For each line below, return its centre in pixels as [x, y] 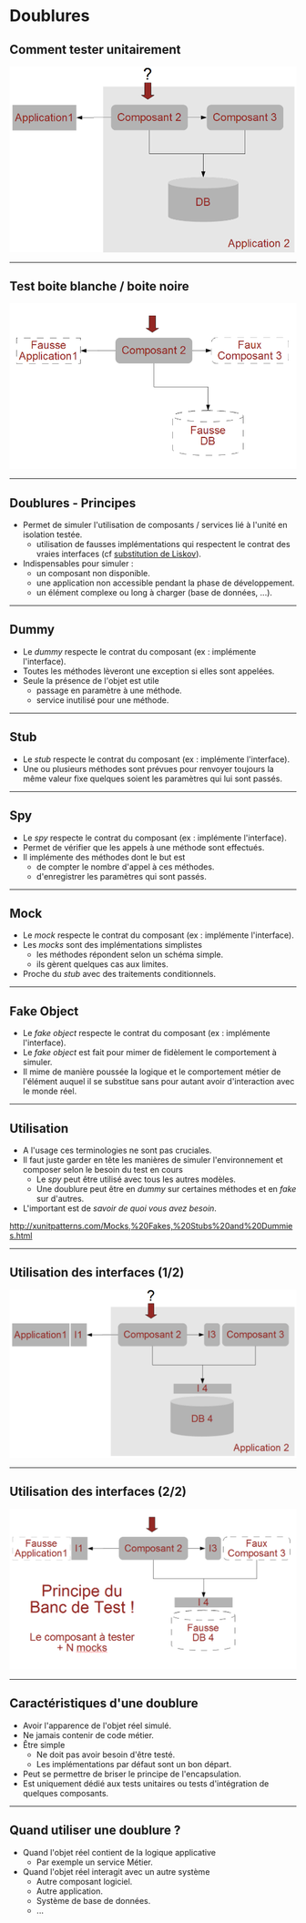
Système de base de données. [93, 1900]
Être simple [44, 1745]
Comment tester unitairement [95, 50]
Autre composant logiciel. [84, 1881]
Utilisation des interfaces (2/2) [98, 1492]
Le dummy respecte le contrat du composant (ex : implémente [139, 651]
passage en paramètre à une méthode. [109, 690]
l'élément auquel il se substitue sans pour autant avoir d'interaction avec [158, 1082]
